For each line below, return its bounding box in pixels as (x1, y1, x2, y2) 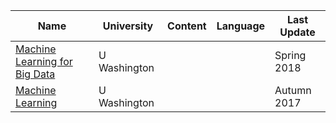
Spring (274, 49, 307, 62)
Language (216, 19, 266, 33)
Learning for (15, 55, 73, 68)
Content (167, 19, 207, 33)
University (102, 19, 154, 33)
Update (279, 25, 316, 39)
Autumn (274, 84, 312, 97)
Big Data (15, 67, 56, 81)
